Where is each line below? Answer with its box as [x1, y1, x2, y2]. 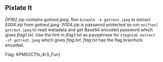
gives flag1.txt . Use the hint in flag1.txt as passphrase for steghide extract [5, 32, 156, 37]
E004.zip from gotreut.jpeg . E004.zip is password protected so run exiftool [5, 22, 159, 27]
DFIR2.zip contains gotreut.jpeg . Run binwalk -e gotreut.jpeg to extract [5, 16, 151, 22]
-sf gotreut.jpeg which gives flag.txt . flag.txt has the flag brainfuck [5, 37, 143, 43]
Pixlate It [5, 4, 33, 12]
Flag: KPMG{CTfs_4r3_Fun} [5, 51, 61, 57]
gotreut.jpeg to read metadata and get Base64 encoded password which [5, 26, 153, 33]
